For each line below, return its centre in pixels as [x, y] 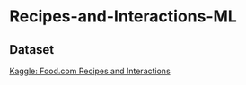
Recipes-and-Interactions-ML [123, 17]
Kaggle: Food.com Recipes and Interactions [90, 71]
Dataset [32, 50]
